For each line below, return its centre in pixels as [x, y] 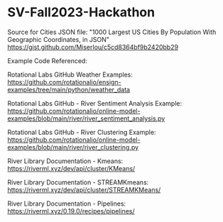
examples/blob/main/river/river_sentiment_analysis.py [86, 118]
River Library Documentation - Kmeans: [65, 161]
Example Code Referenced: [47, 60]
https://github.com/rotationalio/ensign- [65, 82]
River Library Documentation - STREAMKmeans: [78, 182]
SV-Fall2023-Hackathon [81, 12]
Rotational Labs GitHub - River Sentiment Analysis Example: [95, 103]
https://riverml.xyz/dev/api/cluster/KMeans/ [71, 168]
